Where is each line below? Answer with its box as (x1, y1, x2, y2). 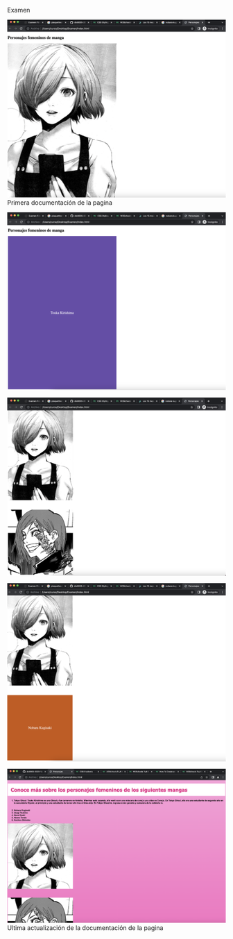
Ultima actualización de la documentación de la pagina (7, 923, 164, 932)
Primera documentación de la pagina (7, 198, 113, 207)
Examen (7, 6, 31, 14)
